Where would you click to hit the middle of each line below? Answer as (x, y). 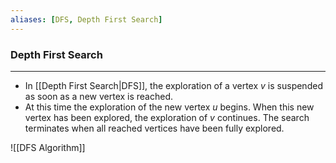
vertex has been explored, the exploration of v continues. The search (167, 117)
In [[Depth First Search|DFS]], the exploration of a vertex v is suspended (173, 85)
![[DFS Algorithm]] (48, 147)
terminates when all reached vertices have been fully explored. (154, 128)
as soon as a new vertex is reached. (99, 96)
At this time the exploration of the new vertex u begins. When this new (169, 107)
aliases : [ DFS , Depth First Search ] (86, 19)
